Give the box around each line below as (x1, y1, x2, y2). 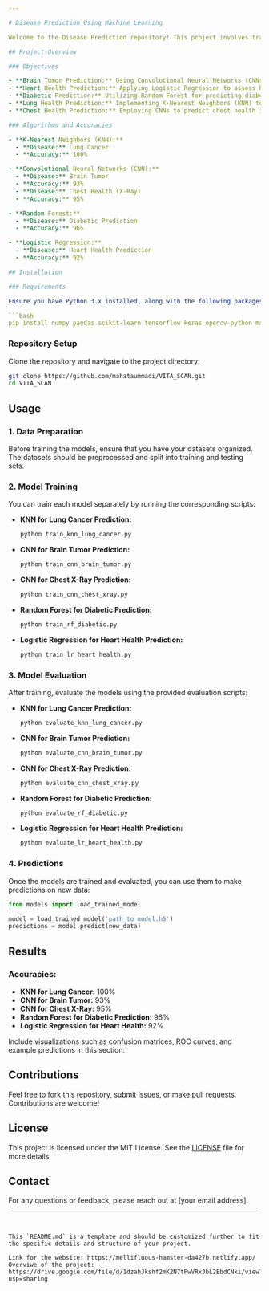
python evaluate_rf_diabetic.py (19, 808, 128, 817)
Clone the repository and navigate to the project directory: (8, 356, 200, 366)
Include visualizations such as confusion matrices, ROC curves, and (8, 1036, 232, 1046)
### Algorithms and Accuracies (8, 121, 113, 129)
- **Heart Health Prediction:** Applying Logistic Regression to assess (8, 84, 256, 92)
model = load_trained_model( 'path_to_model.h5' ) (8, 914, 174, 923)
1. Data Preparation (8, 426, 84, 437)
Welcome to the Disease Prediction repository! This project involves (8, 33, 249, 41)
